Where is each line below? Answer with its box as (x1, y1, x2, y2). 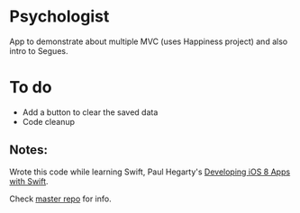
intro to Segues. (9, 45, 68, 56)
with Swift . (9, 175, 49, 186)
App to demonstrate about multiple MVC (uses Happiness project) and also (9, 36, 288, 47)
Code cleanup (22, 116, 75, 127)
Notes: (9, 142, 48, 158)
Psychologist (9, 6, 110, 27)
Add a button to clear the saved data (22, 106, 159, 118)
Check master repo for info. (9, 193, 112, 204)
